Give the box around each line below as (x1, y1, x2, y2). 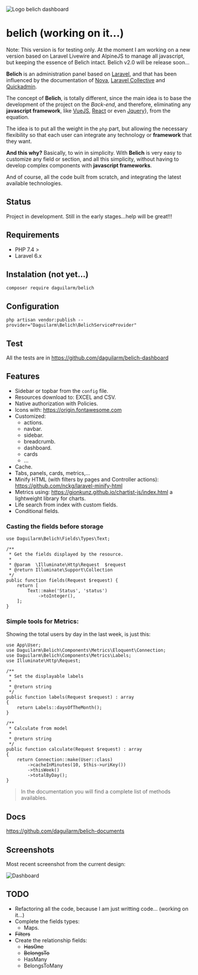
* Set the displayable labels (8, 673, 84, 680)
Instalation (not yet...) (6, 269, 89, 279)
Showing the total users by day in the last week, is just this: (6, 631, 151, 638)
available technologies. (6, 179, 62, 187)
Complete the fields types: (14, 917, 80, 925)
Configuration (6, 301, 59, 311)
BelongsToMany (23, 962, 64, 969)
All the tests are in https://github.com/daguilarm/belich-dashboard (6, 354, 169, 361)
